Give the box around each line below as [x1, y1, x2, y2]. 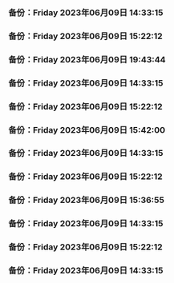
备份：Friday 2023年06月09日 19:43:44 [8, 54, 166, 65]
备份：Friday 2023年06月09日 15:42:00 [8, 124, 166, 135]
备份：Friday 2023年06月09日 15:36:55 [8, 194, 164, 205]
